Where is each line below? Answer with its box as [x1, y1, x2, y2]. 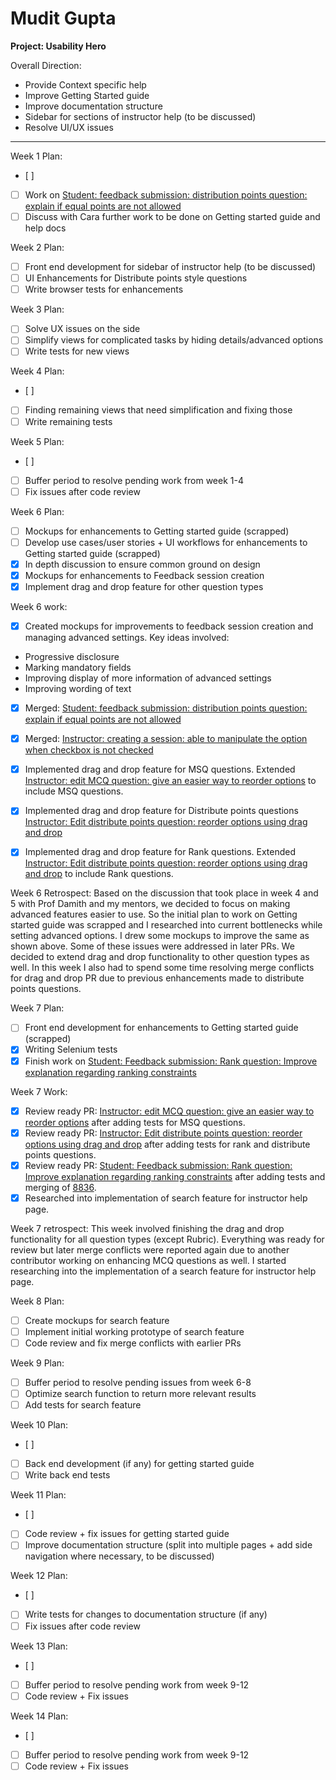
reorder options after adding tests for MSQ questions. [24, 1116, 246, 1128]
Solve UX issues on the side [24, 323, 141, 335]
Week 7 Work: [10, 1085, 68, 1097]
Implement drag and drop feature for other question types [24, 580, 264, 592]
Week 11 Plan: [10, 1489, 67, 1501]
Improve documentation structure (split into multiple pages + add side [24, 1539, 313, 1551]
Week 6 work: [10, 601, 68, 612]
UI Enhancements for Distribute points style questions [24, 272, 248, 284]
